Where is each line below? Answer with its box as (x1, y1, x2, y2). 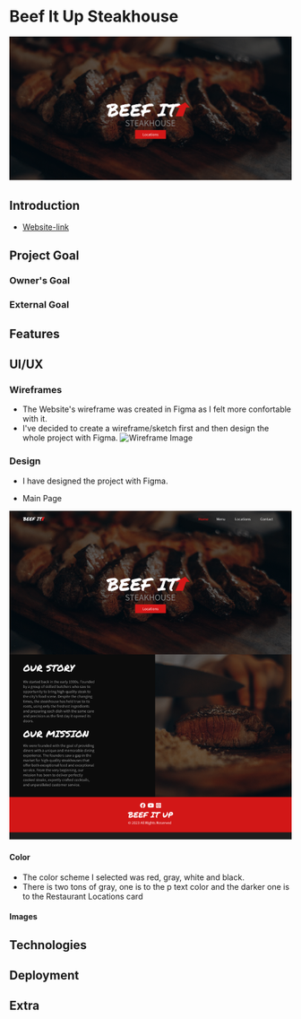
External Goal (9, 299, 70, 311)
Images (9, 911, 38, 922)
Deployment (9, 967, 80, 983)
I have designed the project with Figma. (21, 475, 168, 486)
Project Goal (9, 248, 80, 263)
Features (9, 326, 60, 342)
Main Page (21, 492, 63, 503)
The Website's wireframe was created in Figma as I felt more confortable (21, 404, 292, 414)
